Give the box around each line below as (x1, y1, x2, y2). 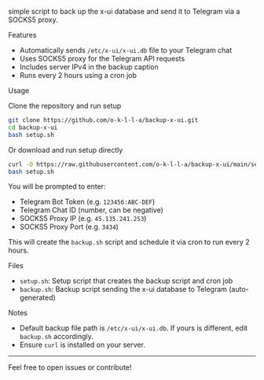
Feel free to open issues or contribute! (8, 363, 132, 372)
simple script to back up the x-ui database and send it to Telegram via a (8, 7, 240, 16)
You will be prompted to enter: (8, 182, 106, 191)
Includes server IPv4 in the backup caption (19, 62, 159, 72)
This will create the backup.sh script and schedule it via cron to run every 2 (8, 238, 250, 247)
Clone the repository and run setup (8, 101, 122, 110)
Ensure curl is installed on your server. (19, 340, 145, 349)
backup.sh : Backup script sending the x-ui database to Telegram (19, 285, 228, 294)
